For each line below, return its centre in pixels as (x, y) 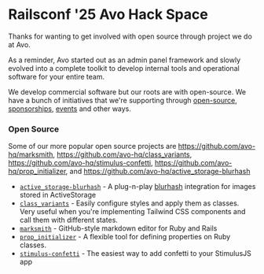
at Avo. (20, 44)
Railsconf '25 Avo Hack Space (108, 15)
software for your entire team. (57, 76)
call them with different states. (68, 220)
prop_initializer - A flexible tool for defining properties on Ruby (125, 237)
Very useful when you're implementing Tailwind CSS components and (132, 212)
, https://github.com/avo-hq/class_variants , (123, 154)
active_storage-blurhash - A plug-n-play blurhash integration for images (137, 187)
